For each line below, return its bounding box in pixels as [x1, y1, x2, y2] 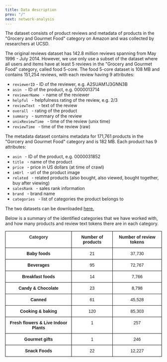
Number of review [118, 234, 156, 240]
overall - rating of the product [12, 108, 78, 114]
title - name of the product [12, 159, 73, 165]
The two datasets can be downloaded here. [5, 205, 94, 212]
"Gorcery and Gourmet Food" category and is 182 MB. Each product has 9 [5, 139, 158, 145]
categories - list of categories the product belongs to [12, 196, 124, 202]
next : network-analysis [5, 16, 55, 21]
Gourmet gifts [24, 337, 53, 342]
